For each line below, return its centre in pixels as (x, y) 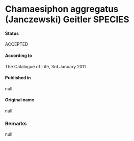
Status (12, 33)
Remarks (16, 123)
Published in (18, 78)
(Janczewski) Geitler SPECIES (67, 19)
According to (19, 56)
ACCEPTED (17, 44)
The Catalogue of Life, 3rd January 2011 (45, 66)
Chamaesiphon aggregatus (62, 9)
